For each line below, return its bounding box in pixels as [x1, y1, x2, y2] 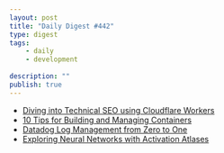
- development [25, 55, 78, 64]
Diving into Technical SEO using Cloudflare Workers [22, 104, 215, 115]
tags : [9, 38, 30, 48]
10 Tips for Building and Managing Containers [22, 114, 192, 125]
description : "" [9, 72, 70, 81]
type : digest [9, 30, 58, 39]
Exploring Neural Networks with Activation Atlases [22, 133, 210, 144]
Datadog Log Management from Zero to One [22, 123, 188, 135]
